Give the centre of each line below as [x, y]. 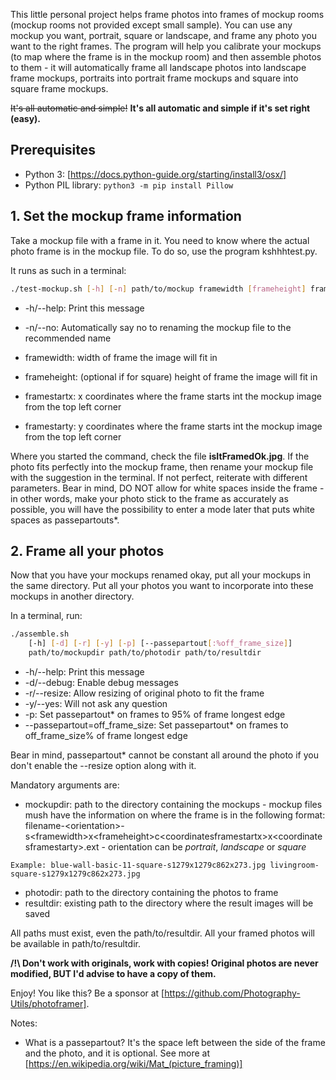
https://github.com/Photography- [232, 993]
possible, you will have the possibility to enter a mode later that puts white [162, 509]
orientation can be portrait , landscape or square [207, 846]
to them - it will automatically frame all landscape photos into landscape [158, 67]
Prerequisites [53, 150]
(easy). [26, 118]
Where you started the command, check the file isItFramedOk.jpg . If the [160, 456]
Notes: [24, 1023]
